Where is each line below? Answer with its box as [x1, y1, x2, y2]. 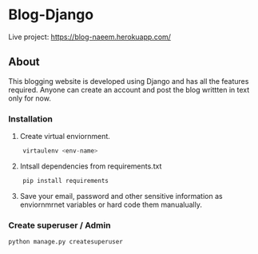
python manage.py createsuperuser [8, 238, 124, 246]
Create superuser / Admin [8, 220, 111, 231]
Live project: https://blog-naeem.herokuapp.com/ [8, 32, 172, 42]
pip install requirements [22, 177, 109, 185]
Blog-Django [8, 6, 94, 24]
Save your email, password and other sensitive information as [19, 191, 223, 200]
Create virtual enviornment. [19, 132, 110, 141]
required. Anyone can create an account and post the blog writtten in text [8, 85, 250, 94]
